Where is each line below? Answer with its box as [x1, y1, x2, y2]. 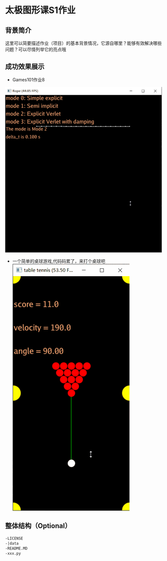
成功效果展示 [5, 62, 45, 71]
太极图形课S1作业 [5, 4, 76, 16]
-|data [5, 541, 19, 546]
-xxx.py [5, 551, 21, 556]
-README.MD [5, 546, 28, 551]
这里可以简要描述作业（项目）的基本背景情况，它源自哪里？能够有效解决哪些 [5, 40, 162, 46]
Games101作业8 [12, 76, 45, 82]
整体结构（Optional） [5, 522, 72, 530]
